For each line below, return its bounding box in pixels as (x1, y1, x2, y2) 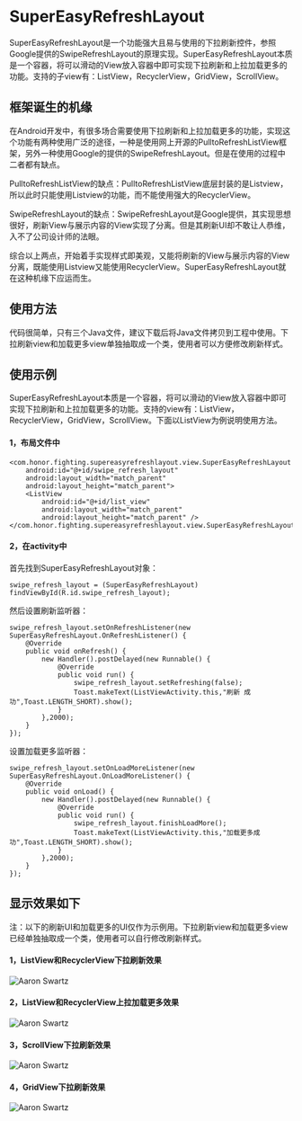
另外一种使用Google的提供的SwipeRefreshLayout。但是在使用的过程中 (24, 147, 286, 158)
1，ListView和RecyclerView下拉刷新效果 (9, 955, 162, 965)
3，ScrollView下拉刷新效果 (9, 1039, 111, 1050)
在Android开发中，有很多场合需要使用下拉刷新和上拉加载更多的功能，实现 (9, 125, 283, 136)
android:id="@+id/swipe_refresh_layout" (25, 466, 179, 475)
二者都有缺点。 (9, 159, 65, 170)
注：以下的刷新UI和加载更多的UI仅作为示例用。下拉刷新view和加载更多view (9, 921, 289, 932)
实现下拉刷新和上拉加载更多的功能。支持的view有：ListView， (9, 404, 240, 414)
